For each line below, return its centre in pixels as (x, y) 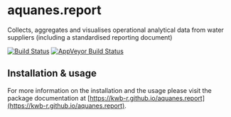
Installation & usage (52, 73)
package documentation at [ (49, 98)
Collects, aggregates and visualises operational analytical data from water (116, 30)
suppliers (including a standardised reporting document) (90, 37)
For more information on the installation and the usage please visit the (109, 90)
